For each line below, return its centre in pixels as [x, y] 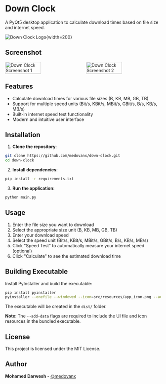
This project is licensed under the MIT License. [53, 349]
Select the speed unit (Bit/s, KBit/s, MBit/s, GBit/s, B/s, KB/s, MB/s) [80, 240]
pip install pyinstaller [31, 292]
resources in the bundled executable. [43, 321]
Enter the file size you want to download [53, 225]
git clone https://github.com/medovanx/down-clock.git [63, 156]
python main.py [21, 197]
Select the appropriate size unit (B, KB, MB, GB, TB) [65, 230]
